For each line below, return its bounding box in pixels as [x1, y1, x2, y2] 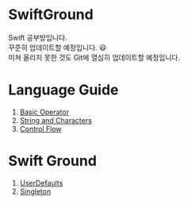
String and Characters [19, 115, 93, 125]
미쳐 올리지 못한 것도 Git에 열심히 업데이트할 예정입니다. [8, 52, 181, 62]
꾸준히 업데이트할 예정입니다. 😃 [8, 42, 107, 52]
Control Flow [19, 124, 62, 133]
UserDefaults [19, 178, 63, 187]
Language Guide [8, 81, 119, 99]
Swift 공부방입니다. [8, 33, 67, 42]
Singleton [19, 187, 52, 196]
